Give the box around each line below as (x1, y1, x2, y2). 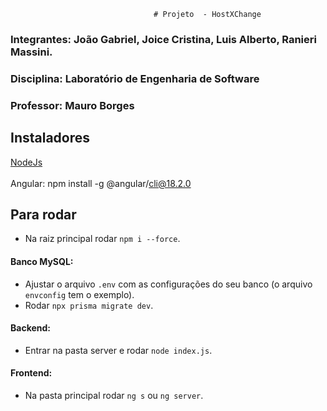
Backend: (10, 322, 51, 334)
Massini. (10, 45, 53, 59)
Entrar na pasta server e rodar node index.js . (24, 344, 213, 356)
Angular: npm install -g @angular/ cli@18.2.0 (10, 177, 192, 189)
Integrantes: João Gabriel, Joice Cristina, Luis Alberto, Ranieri (10, 32, 317, 46)
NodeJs (10, 156, 43, 168)
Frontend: (10, 367, 53, 379)
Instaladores (10, 130, 91, 147)
